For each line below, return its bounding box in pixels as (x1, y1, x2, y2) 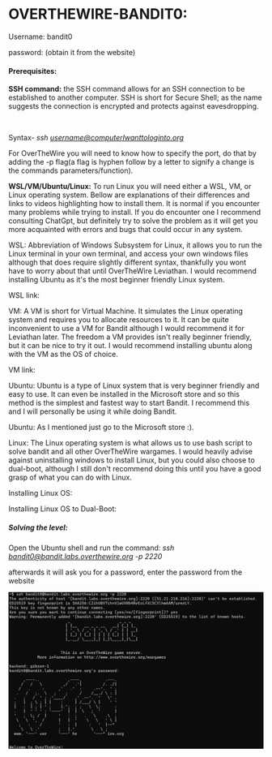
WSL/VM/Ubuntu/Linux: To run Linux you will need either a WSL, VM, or (8, 182, 252, 191)
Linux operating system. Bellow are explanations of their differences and (8, 190, 250, 200)
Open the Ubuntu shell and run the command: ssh (8, 543, 175, 553)
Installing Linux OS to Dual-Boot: (8, 504, 117, 514)
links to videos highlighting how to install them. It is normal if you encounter (8, 199, 261, 209)
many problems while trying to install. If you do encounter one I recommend (8, 208, 261, 217)
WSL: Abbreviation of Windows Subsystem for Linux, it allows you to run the (8, 240, 262, 250)
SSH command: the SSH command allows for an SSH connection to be (8, 84, 245, 94)
